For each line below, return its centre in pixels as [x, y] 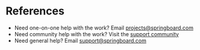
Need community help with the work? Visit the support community [96, 34]
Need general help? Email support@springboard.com [80, 40]
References [35, 11]
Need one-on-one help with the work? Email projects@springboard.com [104, 28]
